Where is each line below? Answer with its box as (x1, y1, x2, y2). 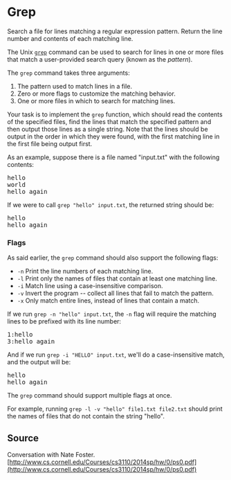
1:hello (7, 330, 33, 339)
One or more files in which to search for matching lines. (17, 96, 176, 105)
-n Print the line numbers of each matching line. (17, 267, 154, 276)
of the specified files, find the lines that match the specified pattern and (7, 117, 212, 125)
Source (7, 432, 39, 444)
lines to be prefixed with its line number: (7, 317, 122, 326)
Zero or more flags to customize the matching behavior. (17, 89, 176, 98)
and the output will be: (7, 358, 71, 366)
